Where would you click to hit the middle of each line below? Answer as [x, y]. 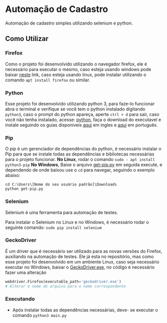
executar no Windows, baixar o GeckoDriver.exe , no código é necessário [80, 267]
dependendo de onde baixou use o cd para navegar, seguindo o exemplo [80, 170]
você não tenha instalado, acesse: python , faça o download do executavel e [83, 119]
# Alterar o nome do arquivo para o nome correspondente [66, 286]
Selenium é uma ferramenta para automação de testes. [62, 212]
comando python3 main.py [39, 315]
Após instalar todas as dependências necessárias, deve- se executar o [85, 310]
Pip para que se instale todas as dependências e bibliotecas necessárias [80, 154]
